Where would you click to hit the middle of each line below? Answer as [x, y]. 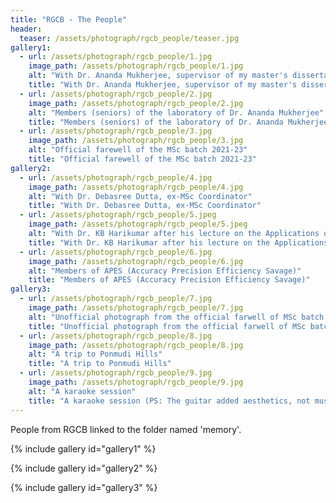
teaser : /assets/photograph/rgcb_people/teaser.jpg [129, 38]
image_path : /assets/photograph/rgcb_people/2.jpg [136, 103]
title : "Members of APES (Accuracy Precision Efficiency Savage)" [169, 280]
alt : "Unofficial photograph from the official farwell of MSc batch [176, 317]
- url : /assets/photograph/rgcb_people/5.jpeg [118, 215]
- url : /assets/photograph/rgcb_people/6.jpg [116, 252]
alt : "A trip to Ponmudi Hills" [95, 354]
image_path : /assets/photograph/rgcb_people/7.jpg [136, 308]
